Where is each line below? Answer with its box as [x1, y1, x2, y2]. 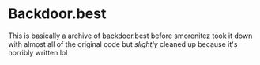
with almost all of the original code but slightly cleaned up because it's [8, 39, 238, 48]
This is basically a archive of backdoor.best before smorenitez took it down [8, 31, 253, 40]
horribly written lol [8, 48, 68, 57]
